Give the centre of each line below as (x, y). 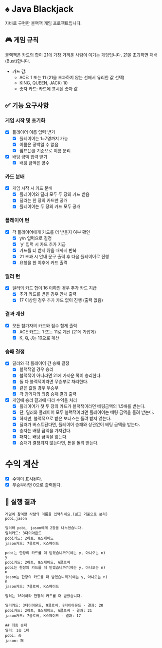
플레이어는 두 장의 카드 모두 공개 (50, 206)
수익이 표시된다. (27, 479)
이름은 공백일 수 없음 (39, 144)
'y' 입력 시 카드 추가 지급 (43, 244)
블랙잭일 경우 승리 (36, 369)
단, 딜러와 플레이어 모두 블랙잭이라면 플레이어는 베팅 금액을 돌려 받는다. (87, 412)
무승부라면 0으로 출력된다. (37, 485)
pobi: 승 (13, 636)
